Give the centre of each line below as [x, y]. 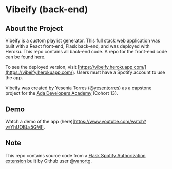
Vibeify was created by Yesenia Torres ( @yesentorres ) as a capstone [79, 88]
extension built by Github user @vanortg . [49, 161]
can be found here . [25, 57]
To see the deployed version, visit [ [42, 67]
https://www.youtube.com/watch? [110, 121]
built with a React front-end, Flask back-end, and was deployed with [78, 46]
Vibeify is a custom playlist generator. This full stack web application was [83, 40]
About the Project [34, 28]
